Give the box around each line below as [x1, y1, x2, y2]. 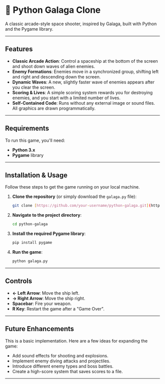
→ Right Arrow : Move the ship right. [12, 295, 85, 301]
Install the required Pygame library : [12, 230, 86, 236]
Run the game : [12, 249, 43, 255]
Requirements [5, 124, 49, 133]
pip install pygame [12, 240, 53, 245]
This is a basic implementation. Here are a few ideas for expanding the [5, 338, 148, 344]
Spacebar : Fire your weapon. [12, 301, 72, 307]
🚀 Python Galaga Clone [5, 4, 101, 16]
